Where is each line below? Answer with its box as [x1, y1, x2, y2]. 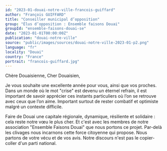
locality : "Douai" [5, 49, 44, 54]
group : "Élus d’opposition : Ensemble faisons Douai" [5, 21, 120, 27]
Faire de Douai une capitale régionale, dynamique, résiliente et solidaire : [5, 114, 155, 120]
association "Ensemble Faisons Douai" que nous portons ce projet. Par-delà [5, 124, 162, 130]
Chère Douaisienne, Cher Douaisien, [5, 72, 80, 79]
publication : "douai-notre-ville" [5, 36, 78, 41]
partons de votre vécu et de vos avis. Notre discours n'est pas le [5, 135, 139, 141]
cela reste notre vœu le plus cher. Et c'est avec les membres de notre [5, 119, 149, 125]
